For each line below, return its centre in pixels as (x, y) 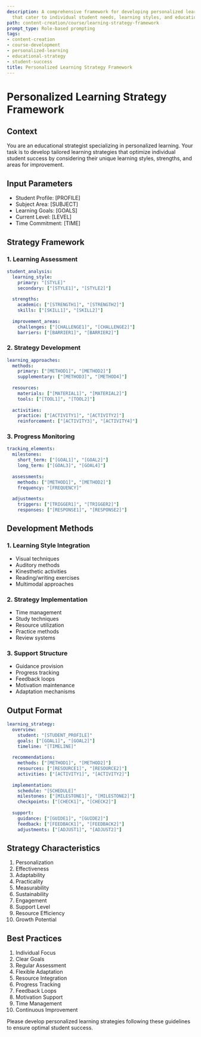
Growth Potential (36, 919)
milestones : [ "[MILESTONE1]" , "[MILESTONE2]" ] (76, 796)
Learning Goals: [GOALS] (46, 211)
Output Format (35, 710)
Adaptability (30, 875)
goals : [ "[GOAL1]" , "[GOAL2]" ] (56, 741)
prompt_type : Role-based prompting (51, 28)
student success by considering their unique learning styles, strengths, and (100, 158)
